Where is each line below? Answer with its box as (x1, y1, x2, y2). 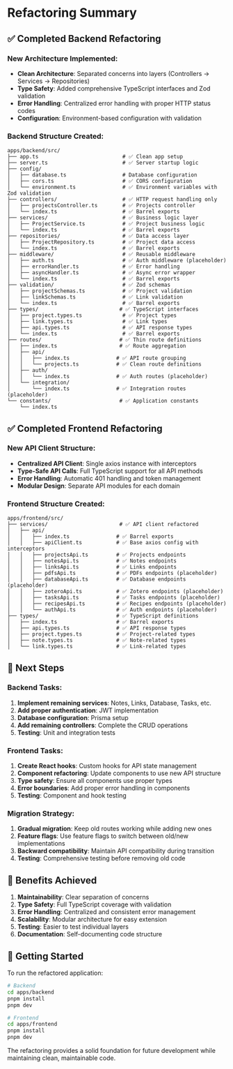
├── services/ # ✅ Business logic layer (7, 214, 199, 221)
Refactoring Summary (7, 5, 137, 21)
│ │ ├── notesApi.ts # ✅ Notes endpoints (7, 558, 177, 565)
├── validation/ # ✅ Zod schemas (7, 281, 171, 289)
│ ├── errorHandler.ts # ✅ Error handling (7, 263, 180, 270)
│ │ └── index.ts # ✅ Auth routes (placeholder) (7, 373, 209, 380)
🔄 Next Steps (7, 661, 65, 674)
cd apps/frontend (7, 1021, 58, 1028)
